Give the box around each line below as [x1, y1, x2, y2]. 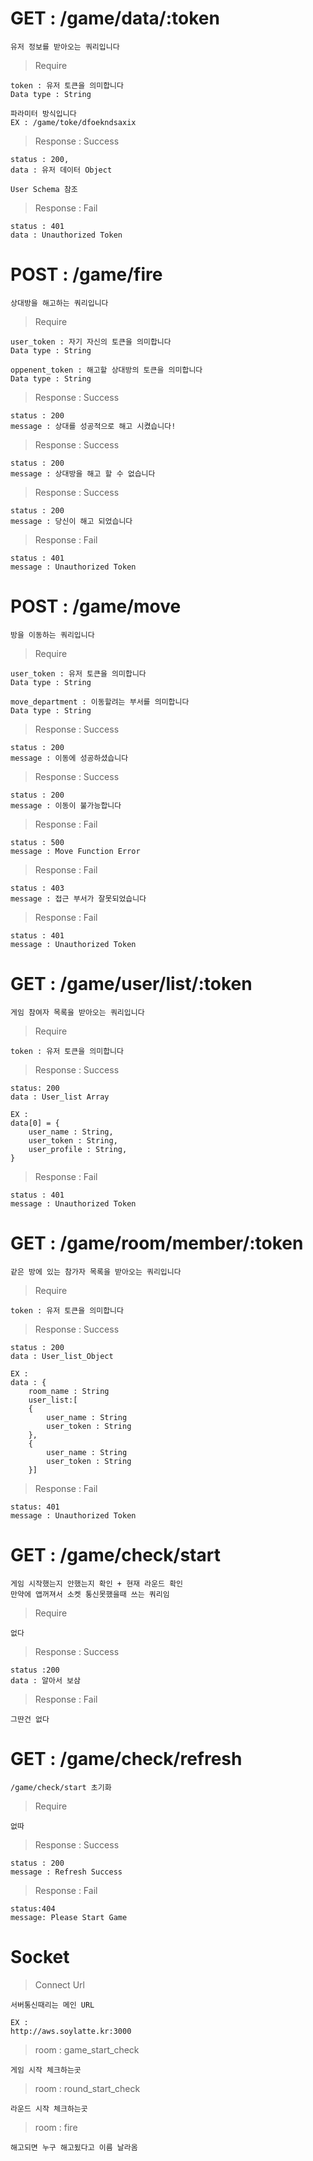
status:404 [10, 1903, 56, 1914]
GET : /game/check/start [10, 1543, 221, 1566]
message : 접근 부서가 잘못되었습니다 [10, 893, 147, 904]
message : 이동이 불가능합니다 [10, 800, 122, 811]
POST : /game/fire [10, 263, 163, 286]
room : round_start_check [34, 2082, 141, 2094]
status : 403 [10, 883, 65, 893]
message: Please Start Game [10, 1912, 128, 1922]
